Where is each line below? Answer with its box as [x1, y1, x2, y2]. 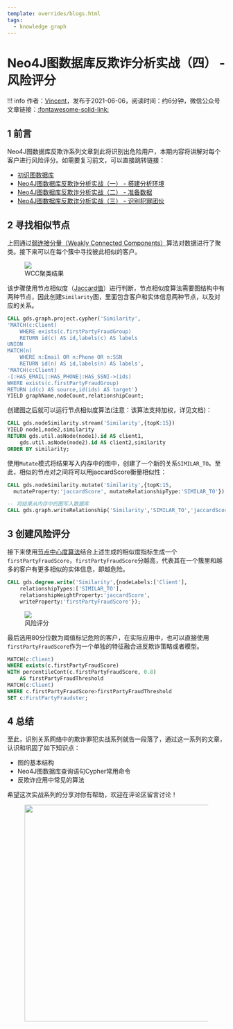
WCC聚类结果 [24, 269, 64, 278]
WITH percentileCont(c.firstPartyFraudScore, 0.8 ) [7, 669, 157, 676]
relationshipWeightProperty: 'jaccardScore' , [19, 591, 150, 599]
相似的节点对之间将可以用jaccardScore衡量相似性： [19, 468, 167, 476]
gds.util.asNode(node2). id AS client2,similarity [19, 439, 166, 446]
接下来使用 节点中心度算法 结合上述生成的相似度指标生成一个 [7, 547, 178, 556]
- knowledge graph [13, 23, 67, 30]
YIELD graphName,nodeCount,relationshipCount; [7, 393, 144, 400]
